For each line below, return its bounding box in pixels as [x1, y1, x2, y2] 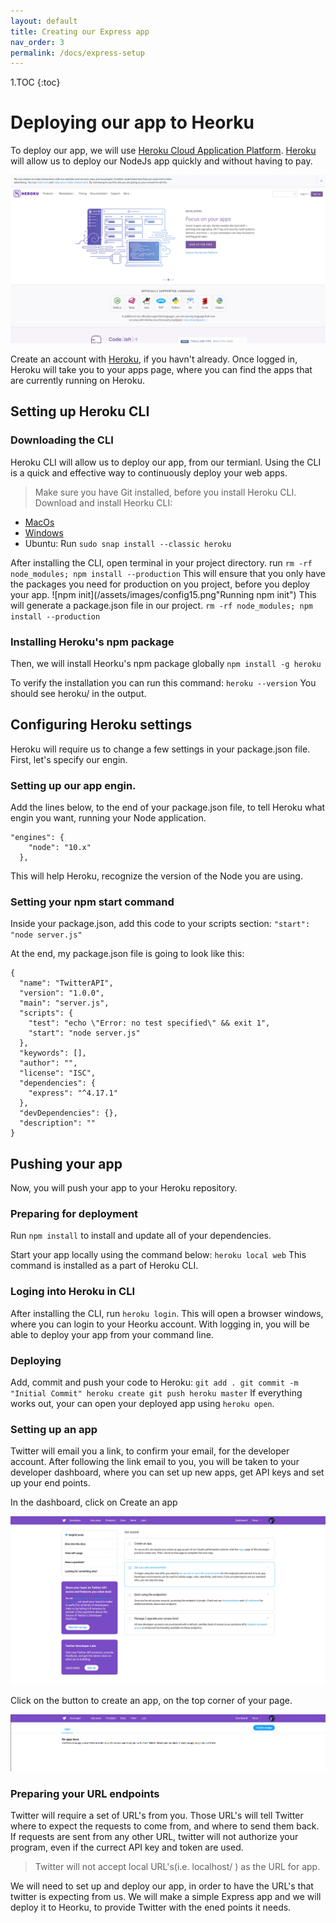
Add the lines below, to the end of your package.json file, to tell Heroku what [10, 801, 326, 814]
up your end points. [10, 1477, 91, 1489]
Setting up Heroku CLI [10, 403, 150, 420]
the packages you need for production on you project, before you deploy [10, 578, 311, 590]
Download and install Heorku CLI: [34, 496, 173, 509]
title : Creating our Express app [10, 26, 150, 37]
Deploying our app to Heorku [10, 111, 255, 134]
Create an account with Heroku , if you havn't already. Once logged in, [10, 353, 298, 365]
